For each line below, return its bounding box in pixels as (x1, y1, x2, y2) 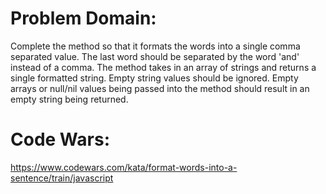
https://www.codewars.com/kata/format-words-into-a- (10, 161, 238, 173)
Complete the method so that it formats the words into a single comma (10, 40, 301, 52)
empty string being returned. (10, 93, 129, 105)
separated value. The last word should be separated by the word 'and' (10, 50, 300, 62)
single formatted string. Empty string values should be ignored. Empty (10, 72, 299, 84)
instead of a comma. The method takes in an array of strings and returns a (10, 61, 317, 73)
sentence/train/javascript (10, 172, 114, 184)
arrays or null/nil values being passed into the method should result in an (10, 82, 310, 94)
